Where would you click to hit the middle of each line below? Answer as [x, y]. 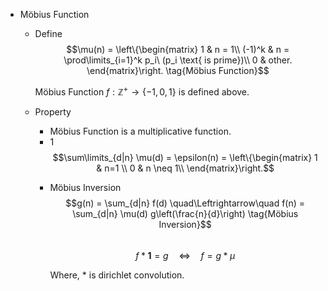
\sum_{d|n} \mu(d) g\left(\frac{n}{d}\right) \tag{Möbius [185, 213]
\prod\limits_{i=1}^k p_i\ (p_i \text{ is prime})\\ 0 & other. [178, 60]
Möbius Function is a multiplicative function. [140, 131]
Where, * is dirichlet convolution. [117, 275]
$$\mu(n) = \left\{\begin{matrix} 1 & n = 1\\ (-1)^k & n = [178, 49]
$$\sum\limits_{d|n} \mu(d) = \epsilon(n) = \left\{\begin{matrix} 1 [185, 157]
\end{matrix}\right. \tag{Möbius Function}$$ [178, 70]
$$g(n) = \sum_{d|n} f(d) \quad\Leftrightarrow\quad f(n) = [185, 203]
